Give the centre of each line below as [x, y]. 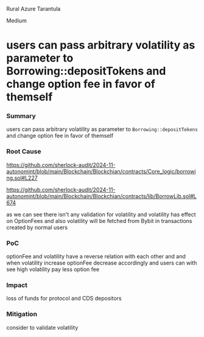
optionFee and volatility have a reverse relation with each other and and [96, 257]
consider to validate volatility [42, 327]
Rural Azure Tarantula [33, 9]
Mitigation [22, 314]
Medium [17, 20]
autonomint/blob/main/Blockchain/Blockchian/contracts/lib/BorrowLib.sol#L [101, 196]
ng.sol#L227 [22, 178]
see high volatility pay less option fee [53, 269]
